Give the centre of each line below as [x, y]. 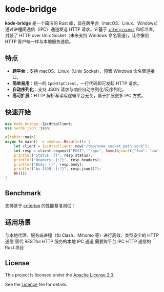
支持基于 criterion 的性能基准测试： [40, 206]
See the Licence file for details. [36, 284]
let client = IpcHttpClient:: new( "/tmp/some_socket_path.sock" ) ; [82, 146]
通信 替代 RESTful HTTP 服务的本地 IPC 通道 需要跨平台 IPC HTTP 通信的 [78, 241]
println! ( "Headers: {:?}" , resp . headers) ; [58, 160]
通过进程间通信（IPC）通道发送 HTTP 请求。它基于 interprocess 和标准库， [81, 29]
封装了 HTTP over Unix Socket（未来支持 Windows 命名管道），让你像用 [77, 35]
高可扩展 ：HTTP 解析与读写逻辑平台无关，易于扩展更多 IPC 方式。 [79, 95]
